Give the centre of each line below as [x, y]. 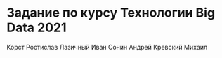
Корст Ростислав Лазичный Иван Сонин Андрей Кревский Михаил [107, 47]
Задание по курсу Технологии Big [111, 13]
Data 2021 [37, 28]
